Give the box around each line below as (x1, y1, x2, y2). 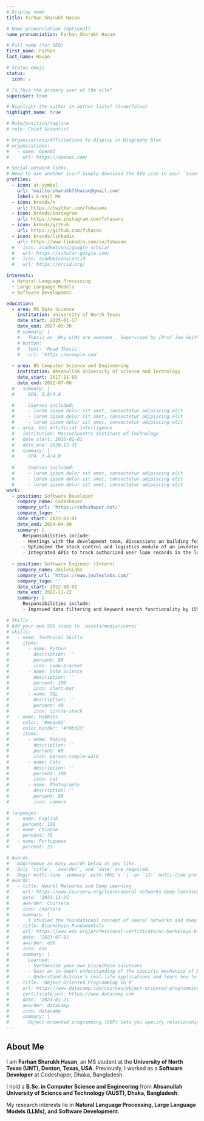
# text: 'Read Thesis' (17, 346, 80, 352)
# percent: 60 (6, 748, 64, 754)
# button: (17, 340, 42, 346)
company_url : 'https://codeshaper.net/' (17, 504, 121, 510)
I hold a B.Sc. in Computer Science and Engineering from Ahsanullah (6, 1083, 183, 1090)
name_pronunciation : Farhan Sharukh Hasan (6, 31, 115, 37)
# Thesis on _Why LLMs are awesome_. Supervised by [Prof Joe (17, 334, 183, 340)
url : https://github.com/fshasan (17, 227, 102, 234)
